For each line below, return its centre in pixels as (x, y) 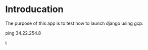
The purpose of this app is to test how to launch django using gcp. (74, 23)
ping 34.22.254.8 (23, 33)
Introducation (34, 9)
